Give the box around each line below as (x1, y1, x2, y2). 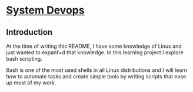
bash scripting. (6, 55, 42, 62)
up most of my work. (6, 79, 56, 86)
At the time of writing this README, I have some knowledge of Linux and (6, 42, 182, 50)
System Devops (6, 4, 85, 17)
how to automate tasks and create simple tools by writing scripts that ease (6, 73, 187, 80)
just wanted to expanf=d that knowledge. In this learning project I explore (6, 49, 184, 56)
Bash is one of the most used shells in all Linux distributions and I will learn (6, 67, 187, 74)
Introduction (6, 27, 53, 37)
